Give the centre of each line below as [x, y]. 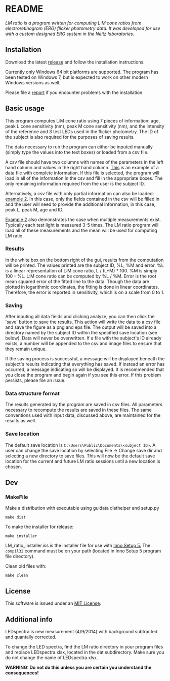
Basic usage [25, 109]
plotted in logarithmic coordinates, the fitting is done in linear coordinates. [82, 287]
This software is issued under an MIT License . [53, 603]
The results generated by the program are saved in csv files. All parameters [84, 405]
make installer [21, 536]
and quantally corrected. [31, 637]
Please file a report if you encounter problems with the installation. [75, 92]
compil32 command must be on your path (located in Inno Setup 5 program [83, 551]
